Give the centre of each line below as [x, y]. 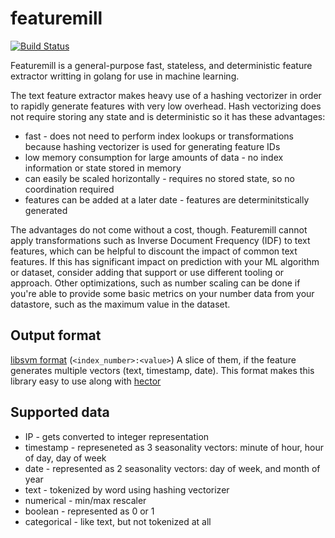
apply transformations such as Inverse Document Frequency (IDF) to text [160, 240]
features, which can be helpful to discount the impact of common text [154, 251]
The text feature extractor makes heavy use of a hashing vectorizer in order [166, 95]
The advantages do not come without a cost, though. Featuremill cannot [159, 229]
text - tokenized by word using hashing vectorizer [127, 489]
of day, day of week [65, 458]
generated [46, 210]
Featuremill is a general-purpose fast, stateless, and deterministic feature [161, 65]
